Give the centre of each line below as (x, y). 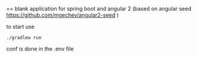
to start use (20, 27)
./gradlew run (24, 38)
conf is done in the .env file (40, 49)
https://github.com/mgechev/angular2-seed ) (63, 15)
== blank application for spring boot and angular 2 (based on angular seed (99, 9)
